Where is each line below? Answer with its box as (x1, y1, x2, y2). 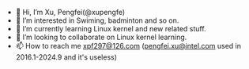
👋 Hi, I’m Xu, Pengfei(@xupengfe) (15, 8, 126, 16)
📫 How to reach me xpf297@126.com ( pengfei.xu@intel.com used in (15, 42, 241, 50)
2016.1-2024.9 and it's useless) (15, 53, 117, 62)
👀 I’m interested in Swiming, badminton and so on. (15, 16, 179, 25)
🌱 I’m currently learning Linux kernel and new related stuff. (15, 24, 207, 33)
